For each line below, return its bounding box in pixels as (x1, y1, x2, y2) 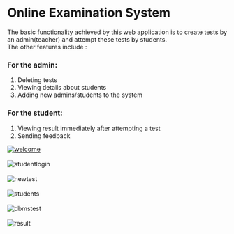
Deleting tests (17, 76, 58, 84)
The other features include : (7, 42, 87, 51)
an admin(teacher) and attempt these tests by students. (7, 35, 168, 43)
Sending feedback (17, 131, 71, 140)
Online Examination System (7, 5, 171, 21)
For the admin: (7, 60, 58, 70)
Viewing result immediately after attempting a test (17, 124, 161, 132)
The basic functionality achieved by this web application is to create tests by (7, 28, 228, 36)
